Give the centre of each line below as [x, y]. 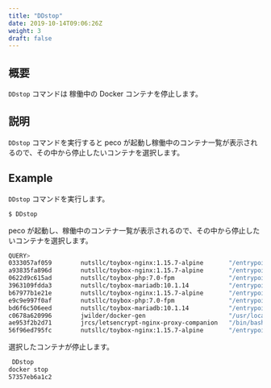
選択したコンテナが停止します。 [61, 347]
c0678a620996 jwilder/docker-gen [77, 316]
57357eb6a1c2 [30, 377]
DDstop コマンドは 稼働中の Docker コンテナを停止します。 [106, 94]
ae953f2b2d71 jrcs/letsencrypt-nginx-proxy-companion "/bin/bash [137, 323]
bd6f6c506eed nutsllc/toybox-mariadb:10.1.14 [99, 308]
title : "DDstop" [35, 16]
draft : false [30, 38]
